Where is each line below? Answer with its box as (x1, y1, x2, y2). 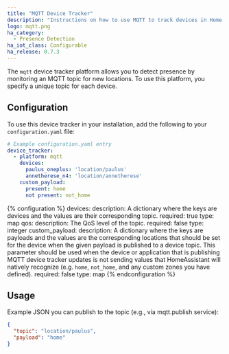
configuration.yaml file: (7, 127, 75, 135)
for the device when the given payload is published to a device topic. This (7, 241, 216, 249)
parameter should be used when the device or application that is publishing (7, 248, 221, 256)
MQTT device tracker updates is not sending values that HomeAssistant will (7, 255, 221, 263)
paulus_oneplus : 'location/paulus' (25, 166, 128, 173)
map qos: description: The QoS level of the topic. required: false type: (7, 219, 204, 227)
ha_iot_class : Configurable (7, 42, 88, 49)
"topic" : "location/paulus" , (13, 328, 97, 335)
